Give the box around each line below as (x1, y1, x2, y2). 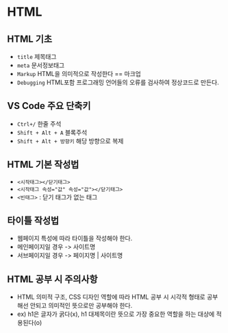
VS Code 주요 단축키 (7, 100, 91, 112)
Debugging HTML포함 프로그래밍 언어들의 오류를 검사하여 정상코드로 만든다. (16, 78, 219, 86)
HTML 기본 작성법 (7, 159, 79, 171)
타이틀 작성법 (7, 215, 60, 227)
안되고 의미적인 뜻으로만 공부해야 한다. (29, 301, 133, 310)
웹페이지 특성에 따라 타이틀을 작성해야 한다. (16, 234, 133, 243)
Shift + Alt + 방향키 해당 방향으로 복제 (16, 136, 124, 145)
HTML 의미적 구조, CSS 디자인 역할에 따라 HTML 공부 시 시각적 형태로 (16, 293, 205, 301)
